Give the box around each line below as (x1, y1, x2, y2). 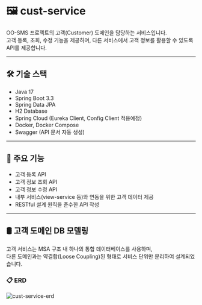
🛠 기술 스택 (6, 69, 47, 80)
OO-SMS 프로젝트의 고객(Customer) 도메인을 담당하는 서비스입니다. (6, 29, 167, 36)
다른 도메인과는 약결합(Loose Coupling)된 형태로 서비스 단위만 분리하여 (6, 253, 174, 260)
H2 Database (14, 107, 48, 115)
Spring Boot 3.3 (14, 94, 54, 102)
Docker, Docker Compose (14, 121, 79, 128)
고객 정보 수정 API (14, 186, 58, 193)
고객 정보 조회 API (14, 178, 58, 185)
